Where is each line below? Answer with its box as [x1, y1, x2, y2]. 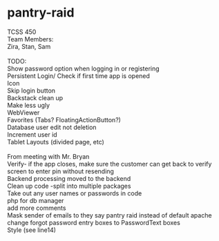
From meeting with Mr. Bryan [7, 152, 90, 160]
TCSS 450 [7, 28, 37, 36]
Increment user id [7, 130, 57, 139]
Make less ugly [7, 101, 50, 109]
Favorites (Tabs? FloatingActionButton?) [7, 115, 121, 124]
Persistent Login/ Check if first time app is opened [7, 71, 151, 80]
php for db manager [7, 196, 64, 204]
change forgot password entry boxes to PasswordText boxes [7, 218, 181, 226]
